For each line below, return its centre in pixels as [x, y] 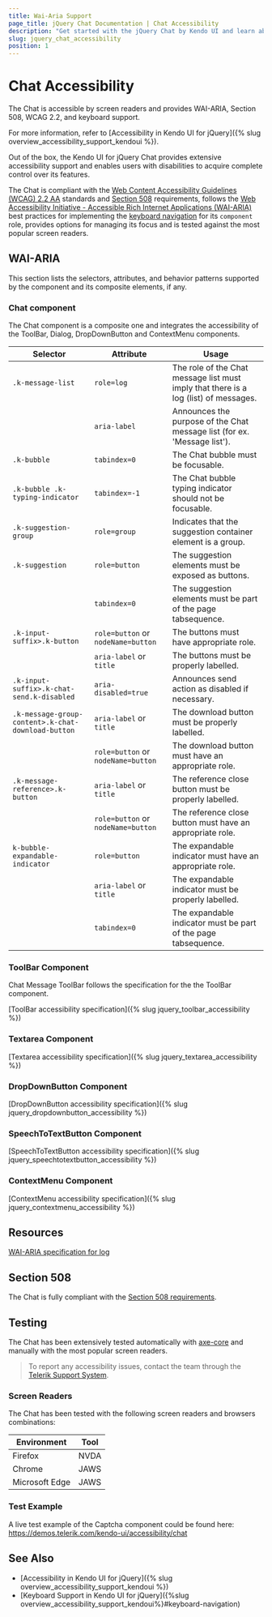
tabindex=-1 [117, 494]
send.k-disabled [44, 697]
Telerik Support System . [68, 1375]
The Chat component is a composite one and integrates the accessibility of [134, 326]
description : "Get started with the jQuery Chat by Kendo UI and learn [132, 31]
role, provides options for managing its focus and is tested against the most [134, 225]
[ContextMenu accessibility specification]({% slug [92, 1198]
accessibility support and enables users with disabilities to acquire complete [136, 166]
